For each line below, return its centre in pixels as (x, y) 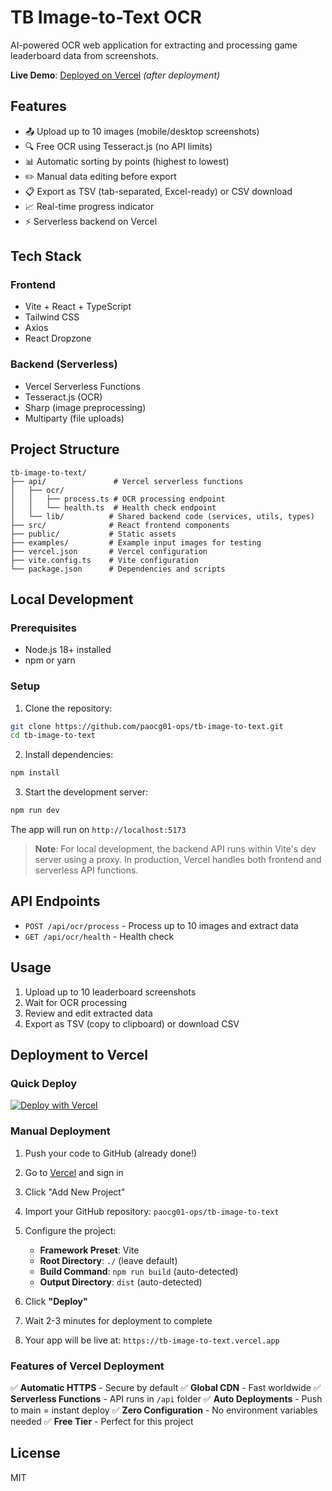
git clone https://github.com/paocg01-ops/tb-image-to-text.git (147, 726)
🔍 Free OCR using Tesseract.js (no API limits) (118, 146)
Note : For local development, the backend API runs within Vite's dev (175, 849)
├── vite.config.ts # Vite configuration (104, 560)
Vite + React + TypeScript (78, 307)
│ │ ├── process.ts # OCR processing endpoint (118, 499)
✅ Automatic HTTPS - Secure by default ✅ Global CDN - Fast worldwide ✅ (166, 1387)
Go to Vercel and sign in (74, 1172)
